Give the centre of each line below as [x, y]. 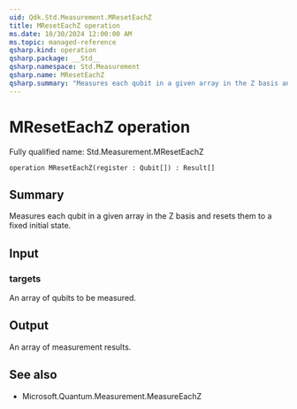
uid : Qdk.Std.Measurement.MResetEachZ [80, 17]
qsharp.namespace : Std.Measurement [75, 67]
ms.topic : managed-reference [63, 42]
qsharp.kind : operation [53, 50]
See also [33, 375]
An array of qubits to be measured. [73, 298]
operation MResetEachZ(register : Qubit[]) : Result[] [112, 168]
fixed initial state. [40, 226]
